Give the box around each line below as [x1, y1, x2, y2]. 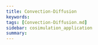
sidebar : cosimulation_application [6, 25, 93, 31]
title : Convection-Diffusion [6, 8, 77, 15]
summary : [6, 30, 27, 36]
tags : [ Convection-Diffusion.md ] [6, 19, 87, 25]
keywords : [6, 14, 30, 20]
